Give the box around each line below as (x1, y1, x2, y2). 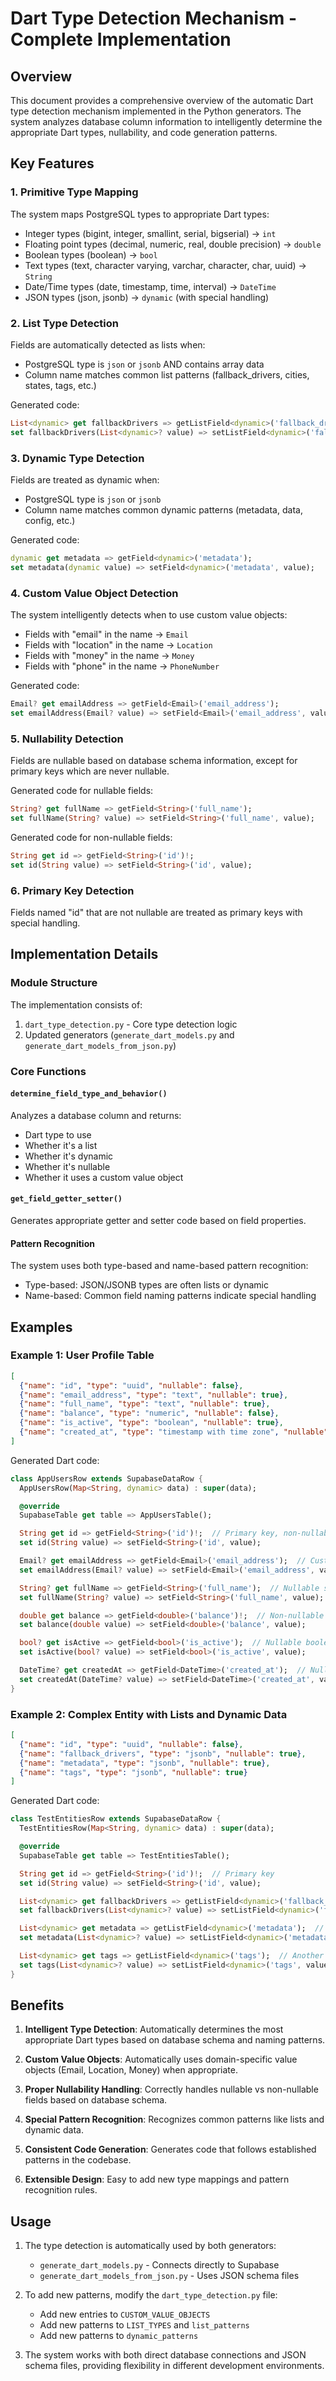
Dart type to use (24, 1128, 92, 1141)
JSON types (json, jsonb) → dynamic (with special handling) (24, 291, 270, 303)
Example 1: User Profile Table (10, 1348, 155, 1362)
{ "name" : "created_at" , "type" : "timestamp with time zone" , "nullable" (19, 1427, 329, 1437)
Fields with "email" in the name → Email (24, 628, 189, 641)
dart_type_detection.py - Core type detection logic (24, 1018, 238, 1030)
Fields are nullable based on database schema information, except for (10, 755, 298, 767)
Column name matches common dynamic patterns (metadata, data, (24, 504, 303, 516)
